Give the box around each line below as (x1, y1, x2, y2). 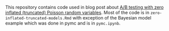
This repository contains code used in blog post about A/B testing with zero (5, 4, 164, 10)
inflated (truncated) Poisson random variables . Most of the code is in (5, 9, 150, 15)
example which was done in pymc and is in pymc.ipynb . (5, 20, 121, 26)
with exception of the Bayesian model (72, 15, 152, 20)
